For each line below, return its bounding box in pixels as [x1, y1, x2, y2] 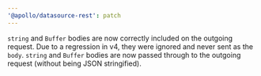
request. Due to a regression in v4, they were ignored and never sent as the [7, 41, 254, 51]
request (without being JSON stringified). [7, 59, 142, 68]
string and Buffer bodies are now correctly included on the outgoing [7, 33, 233, 43]
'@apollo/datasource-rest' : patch [7, 11, 122, 20]
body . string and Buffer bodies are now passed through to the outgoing [7, 50, 241, 59]
